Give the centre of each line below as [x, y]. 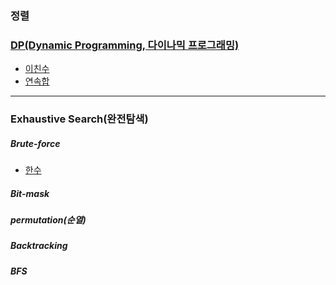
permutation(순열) [48, 220]
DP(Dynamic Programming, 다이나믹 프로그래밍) [125, 45]
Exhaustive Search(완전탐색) [79, 119]
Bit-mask [30, 193]
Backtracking [39, 246]
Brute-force [35, 143]
